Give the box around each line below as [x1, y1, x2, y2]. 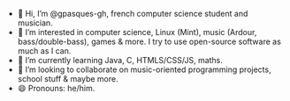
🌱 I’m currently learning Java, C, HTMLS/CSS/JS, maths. [17, 55, 224, 65]
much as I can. [17, 46, 72, 56]
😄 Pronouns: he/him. [17, 83, 95, 93]
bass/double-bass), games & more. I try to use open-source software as [17, 36, 281, 47]
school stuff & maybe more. [17, 74, 118, 83]
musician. [17, 18, 53, 28]
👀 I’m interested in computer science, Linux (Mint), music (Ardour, [17, 27, 257, 37]
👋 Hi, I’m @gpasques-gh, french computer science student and [17, 9, 248, 18]
